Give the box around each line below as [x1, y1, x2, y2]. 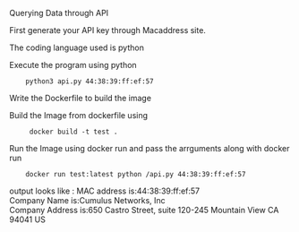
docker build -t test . [29, 127, 118, 136]
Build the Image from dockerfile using [9, 110, 149, 120]
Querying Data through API [9, 8, 109, 18]
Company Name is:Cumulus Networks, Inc [9, 195, 166, 205]
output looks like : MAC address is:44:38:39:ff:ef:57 [9, 185, 201, 196]
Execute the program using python [9, 60, 137, 70]
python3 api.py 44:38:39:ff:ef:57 [25, 77, 154, 86]
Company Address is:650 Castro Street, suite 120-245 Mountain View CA [9, 205, 279, 215]
